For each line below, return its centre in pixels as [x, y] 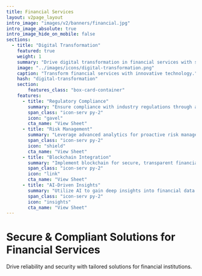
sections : [19, 40]
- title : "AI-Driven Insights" [61, 185]
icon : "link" [44, 174]
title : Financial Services [40, 12]
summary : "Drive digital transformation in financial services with [105, 62]
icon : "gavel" [45, 118]
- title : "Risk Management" [57, 129]
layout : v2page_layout [35, 17]
